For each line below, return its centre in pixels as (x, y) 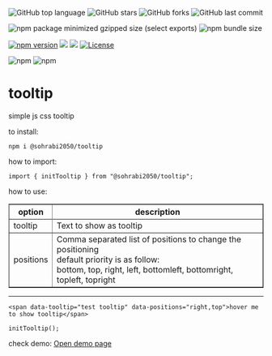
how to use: (28, 191)
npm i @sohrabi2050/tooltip (56, 146)
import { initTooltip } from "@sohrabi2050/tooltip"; (101, 176)
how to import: (33, 161)
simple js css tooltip (41, 116)
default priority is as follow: (108, 259)
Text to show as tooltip (100, 225)
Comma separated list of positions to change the (149, 239)
